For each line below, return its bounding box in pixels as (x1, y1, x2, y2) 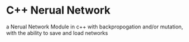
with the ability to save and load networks (6, 29, 108, 36)
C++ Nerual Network (6, 4, 111, 17)
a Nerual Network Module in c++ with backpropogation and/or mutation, (6, 23, 183, 30)
